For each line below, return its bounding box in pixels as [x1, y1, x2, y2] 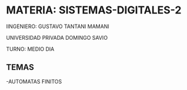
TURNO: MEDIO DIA [6, 45, 55, 53]
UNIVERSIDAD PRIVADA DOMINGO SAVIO [6, 34, 108, 41]
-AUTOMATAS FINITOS [6, 78, 62, 85]
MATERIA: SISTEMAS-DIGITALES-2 [6, 4, 182, 17]
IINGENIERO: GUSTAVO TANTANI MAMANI [6, 23, 110, 30]
